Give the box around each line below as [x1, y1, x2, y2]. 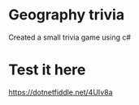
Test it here [8, 61, 86, 79]
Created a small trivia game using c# [8, 32, 132, 42]
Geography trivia [8, 6, 124, 24]
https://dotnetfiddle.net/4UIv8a [8, 87, 113, 97]
